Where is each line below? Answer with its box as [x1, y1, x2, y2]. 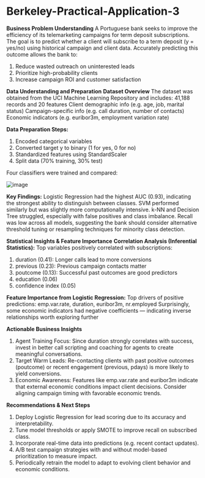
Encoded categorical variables [15, 137, 92, 145]
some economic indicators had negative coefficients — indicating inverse [6, 307, 192, 314]
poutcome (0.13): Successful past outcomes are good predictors [15, 268, 177, 276]
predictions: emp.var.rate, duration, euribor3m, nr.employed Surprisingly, [6, 300, 190, 308]
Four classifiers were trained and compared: [6, 169, 118, 176]
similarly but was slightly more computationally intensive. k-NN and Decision [6, 206, 199, 213]
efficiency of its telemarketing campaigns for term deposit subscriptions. [6, 31, 190, 38]
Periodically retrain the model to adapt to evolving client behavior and [15, 459, 191, 466]
